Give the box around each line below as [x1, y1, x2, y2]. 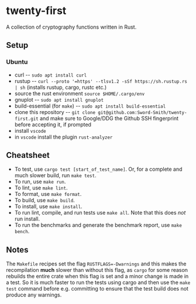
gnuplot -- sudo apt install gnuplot [14, 96, 104, 103]
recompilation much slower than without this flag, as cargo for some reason [6, 267, 188, 274]
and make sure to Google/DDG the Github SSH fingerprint [40, 115, 179, 122]
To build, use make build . [14, 197, 75, 204]
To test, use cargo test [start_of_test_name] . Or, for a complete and [14, 165, 183, 173]
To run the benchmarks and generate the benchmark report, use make [14, 222, 183, 229]
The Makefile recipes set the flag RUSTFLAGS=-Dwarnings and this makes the [6, 260, 187, 267]
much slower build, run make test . [14, 172, 97, 179]
